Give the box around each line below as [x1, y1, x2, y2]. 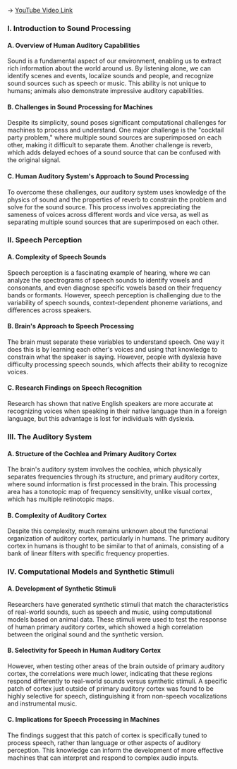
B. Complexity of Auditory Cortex [7, 511, 107, 519]
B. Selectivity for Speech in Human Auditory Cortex [7, 646, 161, 655]
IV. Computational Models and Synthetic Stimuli [7, 567, 175, 577]
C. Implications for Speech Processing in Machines [7, 715, 160, 724]
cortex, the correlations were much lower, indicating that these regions [7, 669, 213, 677]
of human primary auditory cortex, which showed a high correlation [7, 622, 203, 631]
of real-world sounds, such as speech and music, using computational [7, 608, 212, 616]
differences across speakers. [7, 306, 92, 314]
